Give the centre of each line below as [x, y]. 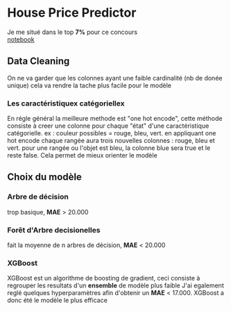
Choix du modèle [44, 177]
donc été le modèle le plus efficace [57, 301]
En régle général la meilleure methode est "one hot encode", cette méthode [115, 119]
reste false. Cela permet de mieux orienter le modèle [82, 155]
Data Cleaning [38, 61]
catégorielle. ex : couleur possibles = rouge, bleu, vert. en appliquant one [112, 133]
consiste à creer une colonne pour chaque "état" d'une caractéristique [108, 126]
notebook [21, 39]
